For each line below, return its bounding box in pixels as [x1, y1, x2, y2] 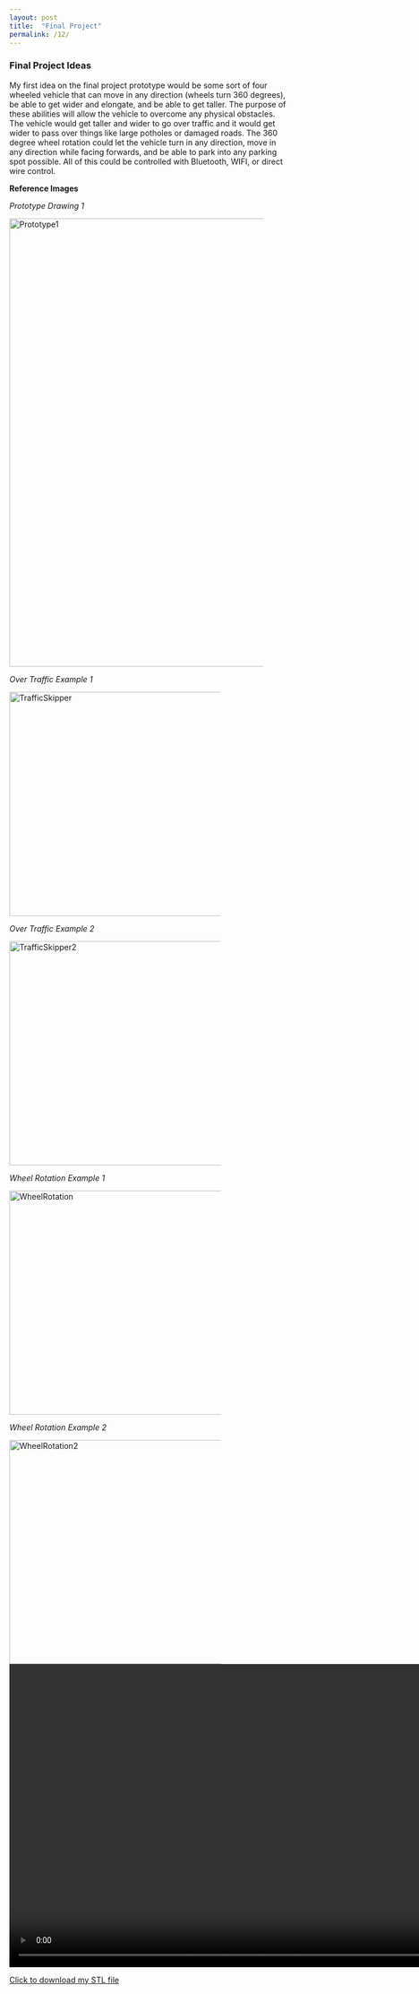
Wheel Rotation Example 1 [9, 1172, 106, 1183]
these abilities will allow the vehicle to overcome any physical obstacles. [9, 108, 276, 119]
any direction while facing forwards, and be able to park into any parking [9, 146, 278, 157]
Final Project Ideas [9, 59, 92, 72]
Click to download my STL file [9, 1974, 119, 1985]
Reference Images [9, 183, 79, 194]
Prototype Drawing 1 [9, 200, 85, 211]
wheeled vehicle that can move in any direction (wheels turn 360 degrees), [9, 89, 286, 100]
